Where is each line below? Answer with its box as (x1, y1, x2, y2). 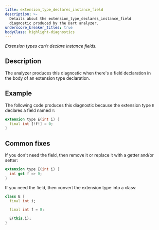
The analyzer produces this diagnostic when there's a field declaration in (5, 70, 151, 76)
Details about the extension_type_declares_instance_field (9, 16, 132, 21)
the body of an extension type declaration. (5, 75, 90, 81)
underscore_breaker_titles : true (5, 25, 73, 30)
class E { (5, 194, 25, 199)
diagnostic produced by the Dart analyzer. (9, 20, 99, 26)
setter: (5, 158, 18, 163)
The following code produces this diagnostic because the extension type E (5, 102, 155, 108)
